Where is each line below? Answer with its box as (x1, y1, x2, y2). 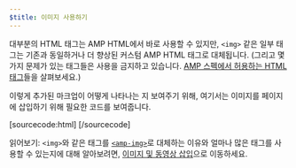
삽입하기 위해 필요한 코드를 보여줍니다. (18, 101, 152, 111)
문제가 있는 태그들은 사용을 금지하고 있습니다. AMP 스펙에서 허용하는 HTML (25, 60, 288, 71)
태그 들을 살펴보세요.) (9, 72, 82, 82)
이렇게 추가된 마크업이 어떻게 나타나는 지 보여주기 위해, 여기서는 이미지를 (9, 90, 260, 101)
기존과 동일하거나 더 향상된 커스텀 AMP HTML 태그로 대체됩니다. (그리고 (25, 50, 277, 60)
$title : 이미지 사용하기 (9, 12, 89, 22)
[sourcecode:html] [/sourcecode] (9, 118, 131, 129)
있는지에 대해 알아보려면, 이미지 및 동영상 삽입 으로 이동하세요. (35, 148, 248, 159)
